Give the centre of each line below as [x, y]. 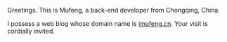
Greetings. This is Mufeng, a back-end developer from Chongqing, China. [113, 10]
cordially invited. [31, 31]
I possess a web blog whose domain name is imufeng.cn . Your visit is [108, 23]
